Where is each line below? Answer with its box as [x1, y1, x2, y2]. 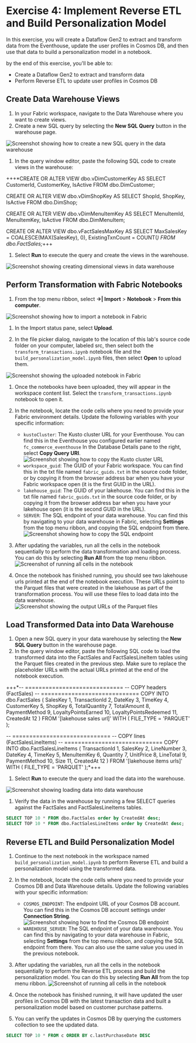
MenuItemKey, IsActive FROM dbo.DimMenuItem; [6, 216, 125, 223]
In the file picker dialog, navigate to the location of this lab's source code [14, 336, 190, 343]
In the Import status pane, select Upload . [14, 324, 114, 331]
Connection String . [23, 912, 71, 919]
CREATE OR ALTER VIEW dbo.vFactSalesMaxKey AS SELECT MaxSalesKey [6, 227, 187, 235]
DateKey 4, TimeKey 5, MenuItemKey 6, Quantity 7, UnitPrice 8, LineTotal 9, [6, 751, 187, 758]
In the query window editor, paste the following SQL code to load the [14, 648, 180, 655]
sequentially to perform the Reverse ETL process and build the [14, 967, 166, 974]
